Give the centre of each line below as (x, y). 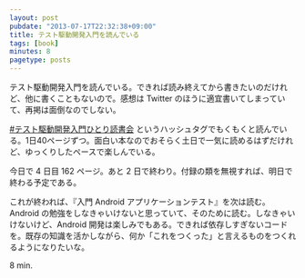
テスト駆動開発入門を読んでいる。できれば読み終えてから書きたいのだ (141, 87)
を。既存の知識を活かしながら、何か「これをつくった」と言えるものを (141, 236)
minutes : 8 (30, 52)
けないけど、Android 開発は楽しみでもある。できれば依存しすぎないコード (149, 224)
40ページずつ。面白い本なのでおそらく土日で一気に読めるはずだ (157, 140)
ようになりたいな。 (53, 247)
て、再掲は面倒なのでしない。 (65, 109)
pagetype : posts (40, 60)
